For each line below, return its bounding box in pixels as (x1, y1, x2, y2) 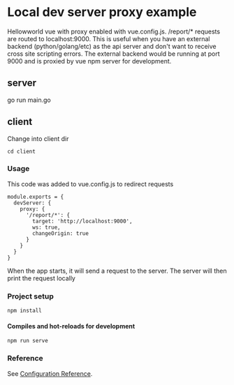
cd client (7, 148, 36, 155)
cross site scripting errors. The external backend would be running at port (7, 50, 220, 58)
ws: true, (32, 224, 61, 231)
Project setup (7, 291, 54, 301)
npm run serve (7, 338, 49, 345)
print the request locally (7, 273, 75, 282)
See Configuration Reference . (7, 369, 93, 377)
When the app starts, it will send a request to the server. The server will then (7, 266, 227, 275)
